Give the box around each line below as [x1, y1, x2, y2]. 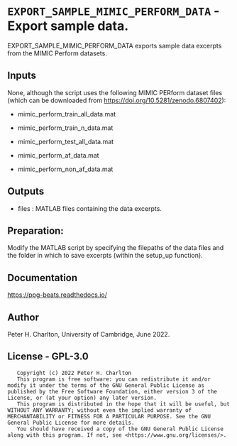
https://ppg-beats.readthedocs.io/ [7, 290, 108, 299]
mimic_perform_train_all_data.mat [17, 109, 116, 118]
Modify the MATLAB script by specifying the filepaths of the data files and [7, 244, 224, 252]
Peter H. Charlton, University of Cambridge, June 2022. [7, 330, 170, 338]
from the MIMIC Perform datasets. [7, 49, 108, 58]
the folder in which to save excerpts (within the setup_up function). [7, 251, 204, 260]
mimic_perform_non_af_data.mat [17, 165, 114, 173]
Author [7, 311, 39, 323]
